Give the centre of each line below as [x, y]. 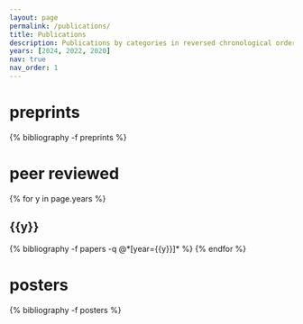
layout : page [34, 18]
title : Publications [48, 34]
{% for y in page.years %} [58, 198]
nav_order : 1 [34, 68]
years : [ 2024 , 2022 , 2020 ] [60, 51]
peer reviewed [64, 174]
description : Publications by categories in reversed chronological [141, 43]
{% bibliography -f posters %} [65, 310]
